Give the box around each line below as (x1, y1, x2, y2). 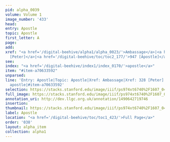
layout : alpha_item (5, 124, 47, 129)
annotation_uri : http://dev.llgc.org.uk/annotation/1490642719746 (5, 96, 148, 101)
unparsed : (5, 73, 26, 78)
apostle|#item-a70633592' (10, 82, 65, 87)
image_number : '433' (5, 17, 49, 22)
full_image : (5, 92, 30, 97)
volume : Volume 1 (5, 12, 42, 17)
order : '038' (5, 119, 33, 125)
